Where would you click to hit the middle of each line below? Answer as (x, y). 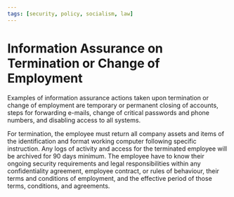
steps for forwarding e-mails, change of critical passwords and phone (108, 112)
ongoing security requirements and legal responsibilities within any (104, 163)
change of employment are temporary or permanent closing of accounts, (113, 105)
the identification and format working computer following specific (102, 141)
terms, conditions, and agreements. (59, 186)
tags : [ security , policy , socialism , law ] (70, 14)
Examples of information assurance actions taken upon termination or (108, 97)
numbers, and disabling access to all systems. (74, 120)
